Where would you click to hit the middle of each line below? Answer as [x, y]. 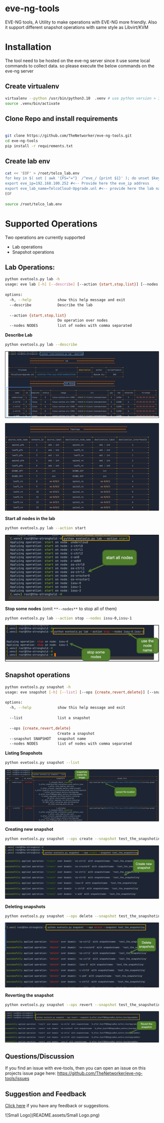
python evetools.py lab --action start [46, 528]
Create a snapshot [76, 733]
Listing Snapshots [24, 753]
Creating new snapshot [29, 829]
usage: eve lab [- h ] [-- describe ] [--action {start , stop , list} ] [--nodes [82, 284]
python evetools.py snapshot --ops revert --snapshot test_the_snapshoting [84, 1005]
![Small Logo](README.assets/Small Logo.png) [52, 1115]
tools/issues [17, 1078]
